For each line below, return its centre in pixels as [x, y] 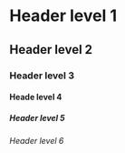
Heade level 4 [36, 97]
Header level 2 [51, 50]
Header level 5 [37, 117]
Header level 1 [63, 16]
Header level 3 [42, 76]
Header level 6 [37, 141]
